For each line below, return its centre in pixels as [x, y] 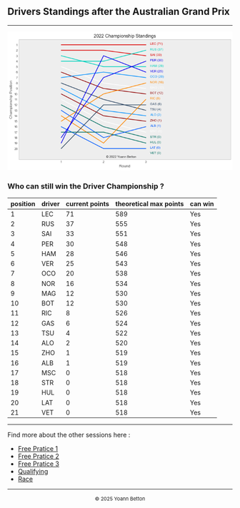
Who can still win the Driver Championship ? [86, 186]
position [23, 203]
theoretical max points [150, 203]
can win [202, 203]
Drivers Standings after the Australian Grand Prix [119, 12]
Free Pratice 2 [38, 457]
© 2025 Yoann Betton [120, 499]
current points [87, 203]
